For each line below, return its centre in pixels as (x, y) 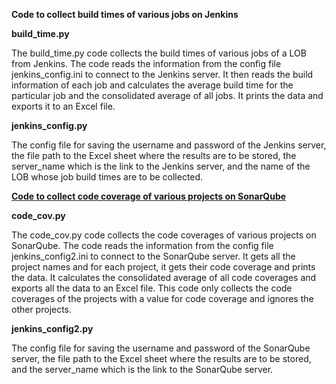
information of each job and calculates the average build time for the (152, 85)
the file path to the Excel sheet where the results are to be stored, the (154, 155)
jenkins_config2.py (52, 328)
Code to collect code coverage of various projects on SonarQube (149, 196)
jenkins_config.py (49, 125)
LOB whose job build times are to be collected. (107, 177)
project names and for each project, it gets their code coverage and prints (163, 267)
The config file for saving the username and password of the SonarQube (161, 348)
